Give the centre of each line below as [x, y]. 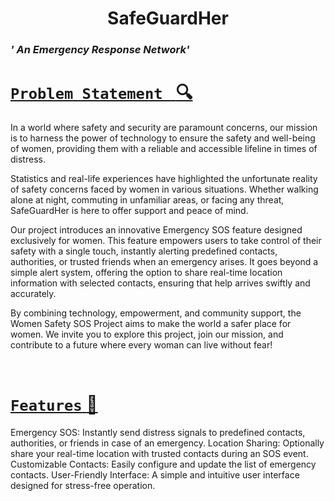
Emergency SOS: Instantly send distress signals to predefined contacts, [158, 432]
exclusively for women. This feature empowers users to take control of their [166, 241]
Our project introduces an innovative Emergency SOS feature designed [156, 230]
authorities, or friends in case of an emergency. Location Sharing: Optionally [167, 443]
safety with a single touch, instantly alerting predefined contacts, [144, 251]
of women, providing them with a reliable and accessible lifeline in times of [164, 149]
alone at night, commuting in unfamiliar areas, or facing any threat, [147, 200]
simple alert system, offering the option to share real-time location [146, 273]
